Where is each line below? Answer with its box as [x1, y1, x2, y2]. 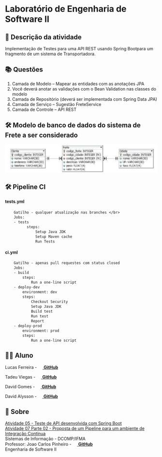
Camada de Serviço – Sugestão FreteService [12, 101, 102, 107]
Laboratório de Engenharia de [5, 3, 127, 15]
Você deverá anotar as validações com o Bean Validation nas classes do [12, 86, 156, 91]
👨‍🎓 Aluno [5, 351, 33, 359]
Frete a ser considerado [5, 131, 78, 139]
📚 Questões [5, 65, 44, 74]
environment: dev [22, 289, 57, 295]
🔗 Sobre [5, 408, 29, 416]
